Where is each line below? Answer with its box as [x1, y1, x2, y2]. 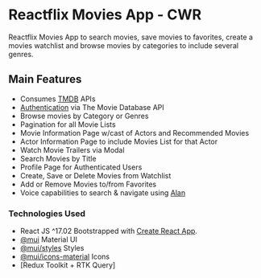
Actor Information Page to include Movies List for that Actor [19, 137, 218, 146]
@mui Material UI [19, 235, 78, 244]
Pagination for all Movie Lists [19, 119, 116, 129]
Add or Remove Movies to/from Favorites [19, 179, 157, 189]
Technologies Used [8, 207, 86, 219]
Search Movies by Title [19, 153, 97, 163]
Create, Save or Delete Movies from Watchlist [19, 170, 172, 180]
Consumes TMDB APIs [19, 94, 96, 104]
